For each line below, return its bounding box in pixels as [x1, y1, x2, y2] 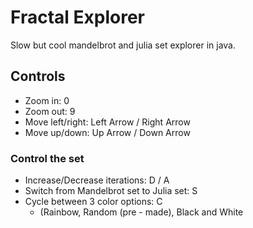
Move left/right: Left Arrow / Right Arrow [24, 116, 191, 128]
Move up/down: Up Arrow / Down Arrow [24, 126, 191, 138]
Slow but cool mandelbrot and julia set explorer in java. [10, 39, 236, 51]
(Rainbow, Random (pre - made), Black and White [39, 206, 244, 218]
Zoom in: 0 [24, 94, 70, 106]
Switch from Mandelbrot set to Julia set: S [24, 185, 198, 197]
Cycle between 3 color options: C [24, 196, 163, 208]
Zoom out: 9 [24, 105, 76, 117]
